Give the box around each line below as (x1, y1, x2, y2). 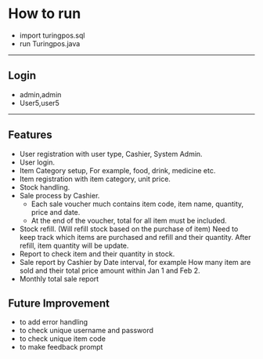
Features (8, 129, 52, 142)
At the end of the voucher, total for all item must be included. (31, 216, 227, 225)
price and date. (31, 207, 81, 216)
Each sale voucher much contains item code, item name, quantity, (31, 199, 244, 209)
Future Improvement (8, 296, 110, 310)
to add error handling (19, 317, 88, 327)
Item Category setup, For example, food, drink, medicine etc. (19, 165, 216, 175)
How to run (8, 5, 81, 23)
